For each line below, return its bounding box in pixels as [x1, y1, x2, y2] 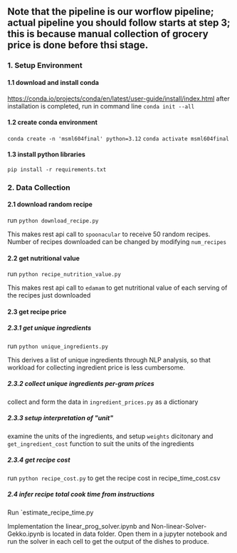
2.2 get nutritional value [7, 253, 80, 263]
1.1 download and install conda [7, 78, 100, 86]
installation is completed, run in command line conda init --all [7, 101, 195, 110]
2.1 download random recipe [7, 200, 93, 209]
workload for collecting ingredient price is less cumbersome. [7, 363, 186, 372]
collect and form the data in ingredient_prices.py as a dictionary [7, 397, 199, 406]
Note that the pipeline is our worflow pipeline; [7, 6, 215, 18]
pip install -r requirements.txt [7, 166, 107, 173]
